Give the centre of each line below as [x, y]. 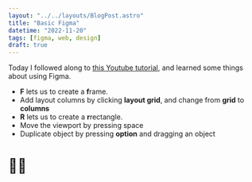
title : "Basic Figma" [44, 23]
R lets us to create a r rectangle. [71, 117]
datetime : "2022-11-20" [48, 30]
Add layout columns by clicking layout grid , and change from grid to [132, 100]
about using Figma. [40, 76]
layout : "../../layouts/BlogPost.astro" [76, 15]
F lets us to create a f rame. [64, 91]
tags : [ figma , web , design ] [55, 38]
